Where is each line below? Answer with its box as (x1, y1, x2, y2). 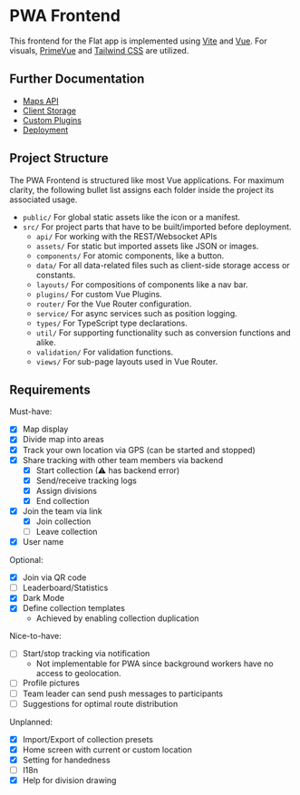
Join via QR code (22, 572, 87, 583)
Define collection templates (22, 603, 125, 614)
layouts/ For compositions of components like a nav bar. (35, 278, 248, 290)
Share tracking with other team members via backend (22, 454, 224, 465)
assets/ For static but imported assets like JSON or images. (35, 240, 259, 251)
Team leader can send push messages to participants (22, 688, 224, 699)
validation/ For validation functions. (35, 346, 174, 357)
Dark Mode (22, 593, 65, 604)
